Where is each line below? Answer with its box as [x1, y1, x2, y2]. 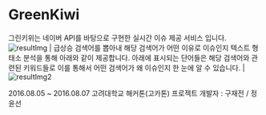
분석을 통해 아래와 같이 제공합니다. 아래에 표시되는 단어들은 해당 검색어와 [22, 53, 250, 62]
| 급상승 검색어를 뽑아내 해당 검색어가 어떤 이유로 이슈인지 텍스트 [49, 42, 251, 53]
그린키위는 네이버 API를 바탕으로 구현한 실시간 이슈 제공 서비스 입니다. [8, 33, 227, 42]
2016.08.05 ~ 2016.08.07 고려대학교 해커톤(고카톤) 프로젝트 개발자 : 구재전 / [8, 88, 249, 97]
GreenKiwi [8, 6, 80, 24]
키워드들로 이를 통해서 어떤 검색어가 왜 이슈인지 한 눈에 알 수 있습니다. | [22, 62, 246, 73]
